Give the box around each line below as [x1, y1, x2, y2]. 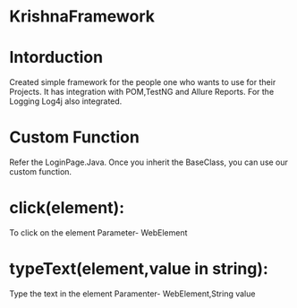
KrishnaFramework [9, 6, 155, 27]
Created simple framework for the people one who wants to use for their [9, 77, 276, 88]
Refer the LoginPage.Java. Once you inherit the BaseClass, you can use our [9, 157, 289, 167]
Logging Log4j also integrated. [9, 96, 123, 107]
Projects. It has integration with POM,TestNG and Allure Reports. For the [9, 87, 275, 98]
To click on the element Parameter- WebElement [9, 227, 188, 238]
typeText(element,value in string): [9, 259, 268, 279]
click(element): [9, 198, 125, 218]
